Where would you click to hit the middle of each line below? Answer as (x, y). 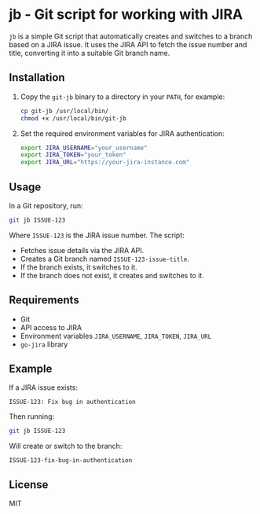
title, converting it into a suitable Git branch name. (90, 53)
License (29, 485)
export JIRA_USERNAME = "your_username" (84, 148)
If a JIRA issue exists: (43, 387)
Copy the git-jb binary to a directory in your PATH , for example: (123, 97)
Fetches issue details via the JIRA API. (82, 250)
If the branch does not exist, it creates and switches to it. (112, 275)
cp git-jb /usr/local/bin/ (64, 111)
